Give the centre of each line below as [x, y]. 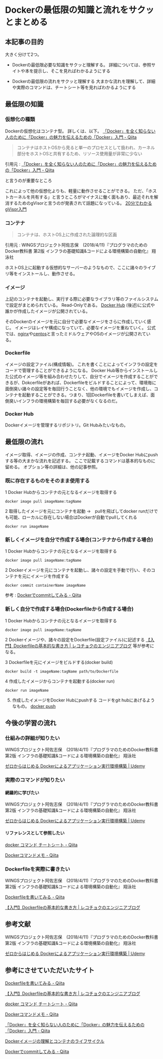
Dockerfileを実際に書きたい [38, 869]
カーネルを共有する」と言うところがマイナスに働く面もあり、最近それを [81, 197]
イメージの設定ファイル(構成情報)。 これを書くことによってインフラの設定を [81, 364]
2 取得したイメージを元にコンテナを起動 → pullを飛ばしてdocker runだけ [80, 511]
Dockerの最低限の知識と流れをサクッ [80, 10]
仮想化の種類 [20, 119]
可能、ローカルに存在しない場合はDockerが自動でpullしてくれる [73, 517]
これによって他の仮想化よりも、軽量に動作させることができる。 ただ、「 [77, 191]
